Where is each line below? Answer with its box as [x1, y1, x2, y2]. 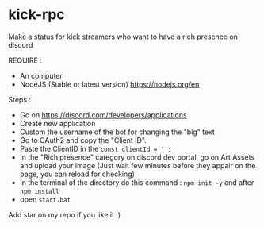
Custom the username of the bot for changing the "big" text [19, 127, 216, 137]
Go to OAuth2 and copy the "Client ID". [19, 135, 147, 144]
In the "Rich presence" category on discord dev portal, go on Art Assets [19, 152, 255, 162]
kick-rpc [8, 6, 65, 24]
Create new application [19, 118, 96, 128]
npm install [19, 187, 59, 195]
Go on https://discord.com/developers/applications [19, 110, 188, 120]
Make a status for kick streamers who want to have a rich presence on [8, 32, 238, 41]
